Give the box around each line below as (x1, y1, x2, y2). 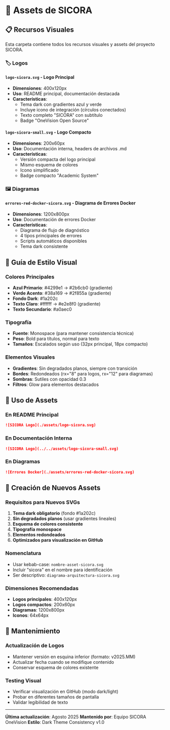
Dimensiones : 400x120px (12, 85, 67, 92)
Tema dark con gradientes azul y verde (20, 101, 102, 108)
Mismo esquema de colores (20, 162, 78, 168)
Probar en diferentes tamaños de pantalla (12, 694, 99, 700)
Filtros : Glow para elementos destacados (12, 381, 99, 388)
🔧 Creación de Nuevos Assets (5, 484, 101, 492)
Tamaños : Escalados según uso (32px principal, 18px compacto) (12, 341, 148, 347)
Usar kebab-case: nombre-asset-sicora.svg (12, 561, 104, 567)
